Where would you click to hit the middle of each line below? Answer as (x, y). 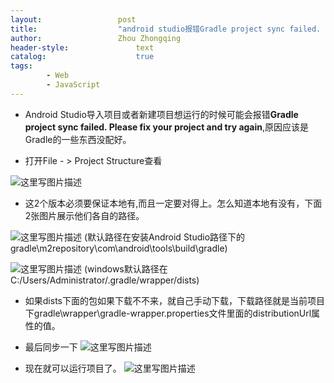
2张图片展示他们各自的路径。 (84, 215)
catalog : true (82, 57)
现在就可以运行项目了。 (73, 368)
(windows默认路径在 (125, 268)
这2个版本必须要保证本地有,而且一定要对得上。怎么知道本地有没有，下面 (173, 203)
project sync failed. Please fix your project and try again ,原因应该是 (167, 127)
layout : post (73, 19)
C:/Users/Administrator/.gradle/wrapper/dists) (105, 280)
